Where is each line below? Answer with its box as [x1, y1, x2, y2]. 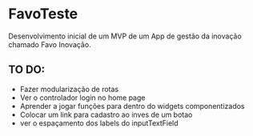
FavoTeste [8, 5, 78, 23]
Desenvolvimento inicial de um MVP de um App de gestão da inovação [8, 31, 242, 41]
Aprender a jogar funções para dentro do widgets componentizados [19, 101, 245, 110]
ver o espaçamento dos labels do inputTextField [19, 118, 179, 128]
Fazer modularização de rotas [19, 84, 118, 94]
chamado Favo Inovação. [8, 39, 91, 49]
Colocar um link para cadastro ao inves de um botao [19, 110, 193, 119]
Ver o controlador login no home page [19, 93, 146, 102]
